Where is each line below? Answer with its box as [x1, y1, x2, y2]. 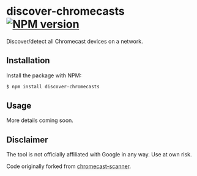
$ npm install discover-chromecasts [6, 83, 100, 90]
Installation [6, 55, 50, 66]
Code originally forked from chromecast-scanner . [6, 163, 132, 170]
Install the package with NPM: [6, 72, 82, 79]
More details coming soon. [6, 117, 73, 124]
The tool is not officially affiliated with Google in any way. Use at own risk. [6, 151, 192, 158]
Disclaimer [6, 134, 48, 145]
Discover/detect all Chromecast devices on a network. [6, 37, 143, 45]
